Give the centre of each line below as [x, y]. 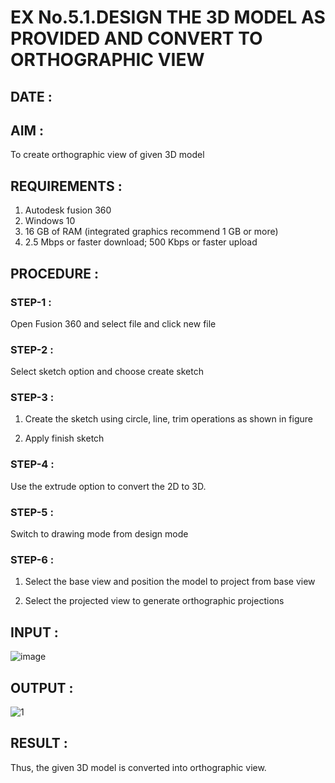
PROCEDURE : [54, 273]
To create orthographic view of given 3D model [107, 155]
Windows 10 [50, 221]
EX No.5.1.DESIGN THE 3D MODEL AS [168, 17]
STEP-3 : [32, 398]
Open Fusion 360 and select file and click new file [113, 323]
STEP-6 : [32, 559]
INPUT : [34, 632]
